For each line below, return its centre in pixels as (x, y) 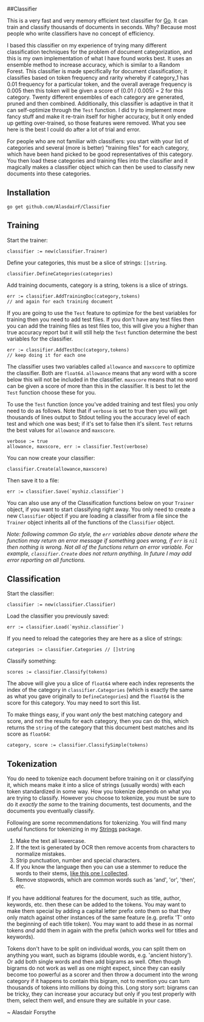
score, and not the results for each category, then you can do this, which (98, 721)
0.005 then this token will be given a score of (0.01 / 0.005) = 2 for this (95, 90)
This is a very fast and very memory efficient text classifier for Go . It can (97, 20)
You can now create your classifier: (51, 458)
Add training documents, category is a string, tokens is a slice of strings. (97, 285)
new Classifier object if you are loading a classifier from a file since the (97, 516)
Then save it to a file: (33, 480)
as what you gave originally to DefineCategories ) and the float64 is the (96, 696)
